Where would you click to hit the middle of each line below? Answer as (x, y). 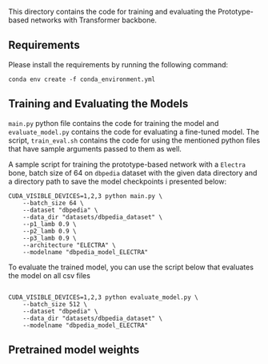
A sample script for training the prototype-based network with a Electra (127, 164)
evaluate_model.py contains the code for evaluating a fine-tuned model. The (134, 131)
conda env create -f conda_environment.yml (82, 79)
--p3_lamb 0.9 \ (50, 238)
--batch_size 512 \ (55, 304)
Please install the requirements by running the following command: (118, 64)
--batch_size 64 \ (53, 203)
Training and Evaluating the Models (98, 104)
